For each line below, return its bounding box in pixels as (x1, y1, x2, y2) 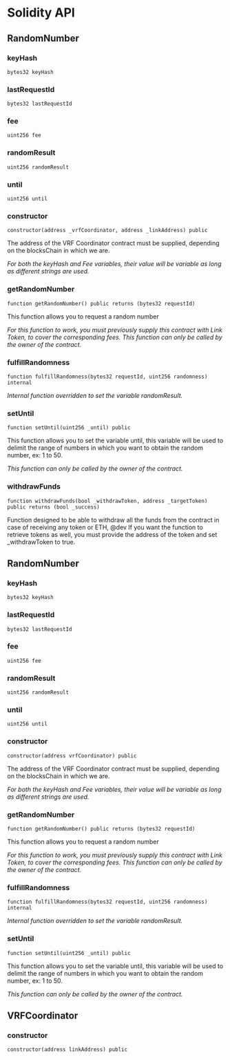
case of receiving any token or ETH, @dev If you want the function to (7, 523, 203, 531)
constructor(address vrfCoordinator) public (7, 752, 137, 759)
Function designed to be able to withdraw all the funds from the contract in (7, 515, 220, 524)
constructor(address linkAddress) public (7, 1046, 128, 1053)
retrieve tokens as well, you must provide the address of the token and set (7, 530, 218, 538)
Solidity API (7, 5, 76, 21)
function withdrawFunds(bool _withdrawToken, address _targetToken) (7, 498, 208, 504)
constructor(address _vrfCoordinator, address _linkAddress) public (7, 227, 208, 234)
